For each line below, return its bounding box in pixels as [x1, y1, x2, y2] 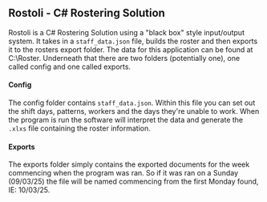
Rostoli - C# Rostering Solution [8, 6, 166, 20]
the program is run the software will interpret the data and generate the [8, 115, 244, 125]
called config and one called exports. [8, 62, 131, 71]
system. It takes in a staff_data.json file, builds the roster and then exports [8, 36, 258, 46]
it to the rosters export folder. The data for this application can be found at [8, 44, 253, 55]
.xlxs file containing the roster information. [8, 123, 151, 133]
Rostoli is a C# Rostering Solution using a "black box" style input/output [8, 27, 245, 37]
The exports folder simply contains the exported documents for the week [8, 160, 250, 169]
